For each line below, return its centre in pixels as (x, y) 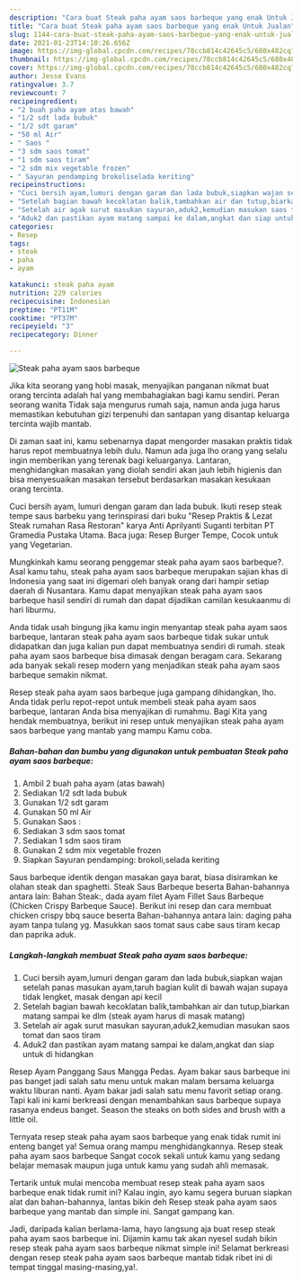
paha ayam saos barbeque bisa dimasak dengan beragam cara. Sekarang (146, 656)
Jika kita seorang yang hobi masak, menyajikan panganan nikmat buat (139, 386)
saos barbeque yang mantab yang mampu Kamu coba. (111, 730)
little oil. (24, 1119)
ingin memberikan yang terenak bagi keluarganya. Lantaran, (120, 460)
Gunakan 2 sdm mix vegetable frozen (92, 850)
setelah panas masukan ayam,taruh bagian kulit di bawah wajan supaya (155, 987)
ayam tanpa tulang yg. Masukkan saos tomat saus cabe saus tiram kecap (145, 925)
